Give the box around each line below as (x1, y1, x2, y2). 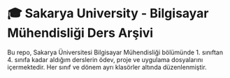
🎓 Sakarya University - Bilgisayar (7, 6, 209, 22)
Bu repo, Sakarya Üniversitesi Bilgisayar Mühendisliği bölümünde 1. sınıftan (7, 48, 224, 56)
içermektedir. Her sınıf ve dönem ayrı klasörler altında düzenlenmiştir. (7, 63, 208, 71)
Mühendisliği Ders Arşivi (7, 25, 154, 41)
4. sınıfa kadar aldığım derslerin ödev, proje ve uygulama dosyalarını (7, 55, 203, 63)
